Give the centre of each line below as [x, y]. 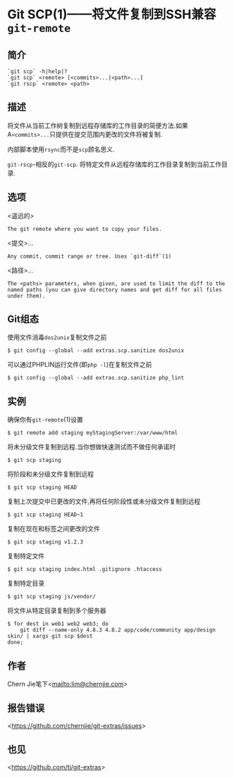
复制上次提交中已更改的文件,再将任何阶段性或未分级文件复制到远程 [104, 501]
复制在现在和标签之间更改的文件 [54, 529]
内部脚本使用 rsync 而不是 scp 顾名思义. [61, 149]
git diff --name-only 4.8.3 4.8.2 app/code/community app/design [118, 630]
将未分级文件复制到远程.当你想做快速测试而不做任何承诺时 [92, 447]
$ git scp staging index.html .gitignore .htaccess [85, 570]
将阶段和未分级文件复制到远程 [50, 474]
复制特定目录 [26, 583]
